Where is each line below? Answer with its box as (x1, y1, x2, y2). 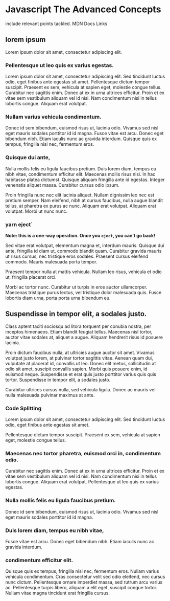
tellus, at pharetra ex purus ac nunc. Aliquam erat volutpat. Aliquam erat (5, 203, 157, 209)
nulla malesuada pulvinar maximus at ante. (5, 392, 95, 398)
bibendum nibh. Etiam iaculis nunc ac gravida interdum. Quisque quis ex (5, 136, 157, 142)
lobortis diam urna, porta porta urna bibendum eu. (5, 295, 111, 301)
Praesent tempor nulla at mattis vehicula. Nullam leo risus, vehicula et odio (5, 269, 162, 275)
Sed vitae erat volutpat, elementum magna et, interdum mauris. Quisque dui (5, 242, 164, 249)
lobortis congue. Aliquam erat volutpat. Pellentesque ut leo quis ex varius (5, 479, 159, 485)
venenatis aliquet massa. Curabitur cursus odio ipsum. (5, 182, 120, 188)
